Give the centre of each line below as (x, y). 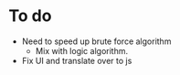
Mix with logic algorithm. (82, 50)
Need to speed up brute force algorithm (96, 41)
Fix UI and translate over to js (77, 60)
